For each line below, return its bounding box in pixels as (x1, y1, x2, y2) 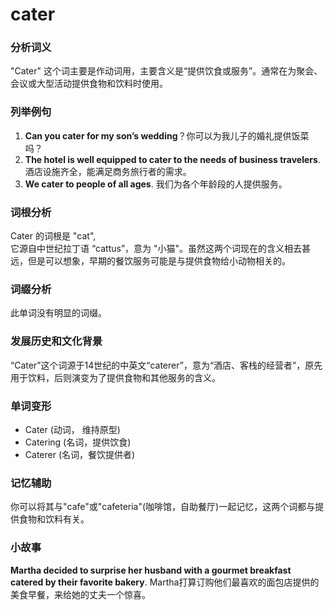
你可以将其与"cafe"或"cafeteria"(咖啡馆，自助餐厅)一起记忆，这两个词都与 (10, 501, 316, 513)
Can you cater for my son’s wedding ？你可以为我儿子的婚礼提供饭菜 (24, 129, 310, 142)
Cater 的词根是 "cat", (10, 230, 97, 242)
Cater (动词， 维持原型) (24, 423, 121, 435)
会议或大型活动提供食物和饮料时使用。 (10, 78, 168, 90)
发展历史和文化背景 (10, 334, 103, 348)
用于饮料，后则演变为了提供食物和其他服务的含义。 (10, 371, 221, 383)
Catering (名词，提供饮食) (24, 436, 132, 448)
